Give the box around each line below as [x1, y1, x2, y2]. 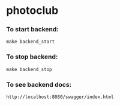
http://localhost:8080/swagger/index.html [6, 94, 114, 100]
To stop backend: [6, 52, 58, 61]
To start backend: [6, 25, 59, 34]
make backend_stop [6, 66, 52, 72]
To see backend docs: [6, 80, 72, 89]
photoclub [6, 4, 59, 17]
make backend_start [6, 39, 55, 45]
